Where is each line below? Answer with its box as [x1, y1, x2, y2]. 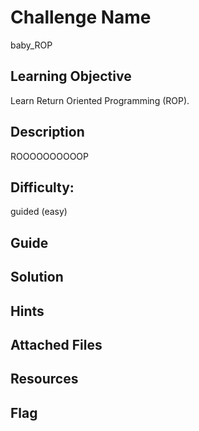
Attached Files [10, 336, 103, 353]
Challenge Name [10, 6, 152, 29]
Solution [10, 269, 64, 286]
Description [10, 124, 85, 141]
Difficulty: [10, 179, 75, 196]
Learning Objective [10, 68, 132, 85]
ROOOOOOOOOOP [10, 150, 90, 162]
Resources [10, 371, 79, 388]
